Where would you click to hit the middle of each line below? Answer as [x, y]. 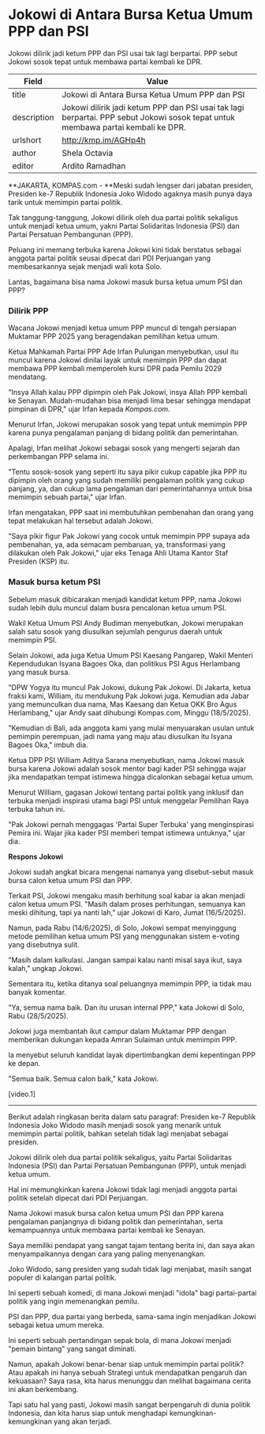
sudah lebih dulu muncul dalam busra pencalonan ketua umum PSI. [118, 608]
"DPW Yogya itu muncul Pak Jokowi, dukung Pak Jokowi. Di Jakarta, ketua [129, 687]
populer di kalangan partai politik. [62, 1277]
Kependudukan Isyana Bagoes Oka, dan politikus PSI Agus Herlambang [124, 663]
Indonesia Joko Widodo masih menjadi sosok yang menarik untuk [115, 1125]
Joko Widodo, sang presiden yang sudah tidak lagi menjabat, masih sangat [130, 1269]
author [24, 153]
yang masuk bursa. [39, 672]
